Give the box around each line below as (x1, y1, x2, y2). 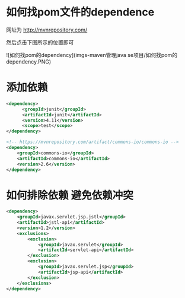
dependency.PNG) (6, 58, 52, 65)
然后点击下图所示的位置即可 (6, 39, 74, 46)
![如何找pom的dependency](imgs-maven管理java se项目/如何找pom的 (6, 51, 178, 58)
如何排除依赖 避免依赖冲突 (6, 188, 133, 202)
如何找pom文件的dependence (6, 5, 155, 19)
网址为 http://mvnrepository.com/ (6, 26, 88, 33)
